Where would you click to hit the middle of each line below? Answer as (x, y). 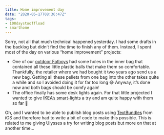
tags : (10, 19)
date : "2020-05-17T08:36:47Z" (36, 14)
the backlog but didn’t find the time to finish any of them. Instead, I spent (78, 47)
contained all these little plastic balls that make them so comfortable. (81, 67)
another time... (20, 128)
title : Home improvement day (35, 10)
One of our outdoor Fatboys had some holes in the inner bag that (77, 62)
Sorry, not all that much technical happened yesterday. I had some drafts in (81, 42)
